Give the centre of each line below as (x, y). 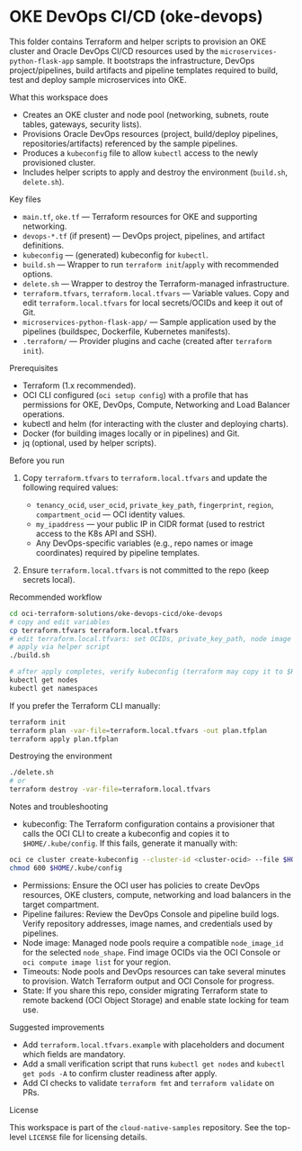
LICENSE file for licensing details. (88, 1137)
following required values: (70, 487)
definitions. (43, 245)
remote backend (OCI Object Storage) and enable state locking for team (155, 1000)
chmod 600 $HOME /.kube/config (66, 868)
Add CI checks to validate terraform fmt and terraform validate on (148, 1083)
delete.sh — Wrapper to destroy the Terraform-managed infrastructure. (155, 283)
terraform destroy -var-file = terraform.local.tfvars (110, 790)
